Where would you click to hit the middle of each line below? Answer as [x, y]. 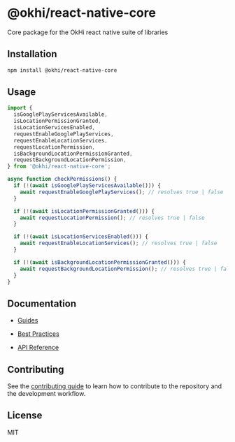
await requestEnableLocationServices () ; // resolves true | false [119, 243]
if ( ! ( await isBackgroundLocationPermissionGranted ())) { [100, 262]
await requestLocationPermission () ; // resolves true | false [112, 218]
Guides [28, 321]
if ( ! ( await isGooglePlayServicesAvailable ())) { [87, 186]
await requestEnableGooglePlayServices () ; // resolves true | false [122, 192]
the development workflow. [47, 394]
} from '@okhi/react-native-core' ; [59, 167]
